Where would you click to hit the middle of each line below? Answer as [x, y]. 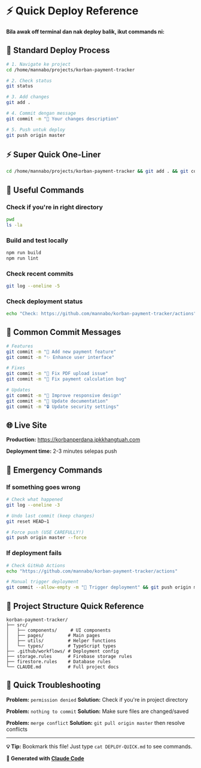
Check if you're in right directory [55, 207]
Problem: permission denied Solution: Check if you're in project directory [97, 699]
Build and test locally [37, 240]
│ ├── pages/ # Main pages [53, 635]
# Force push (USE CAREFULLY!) [45, 532]
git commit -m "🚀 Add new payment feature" [61, 352]
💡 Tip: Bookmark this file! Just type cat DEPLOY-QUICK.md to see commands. [99, 746]
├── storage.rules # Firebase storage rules [69, 656]
